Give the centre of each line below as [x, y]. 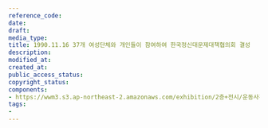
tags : [17, 104]
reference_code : [35, 16]
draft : [19, 30]
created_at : [28, 68]
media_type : [28, 38]
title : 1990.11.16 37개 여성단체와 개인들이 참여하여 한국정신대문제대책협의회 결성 [130, 45]
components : [28, 89]
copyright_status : [39, 82]
